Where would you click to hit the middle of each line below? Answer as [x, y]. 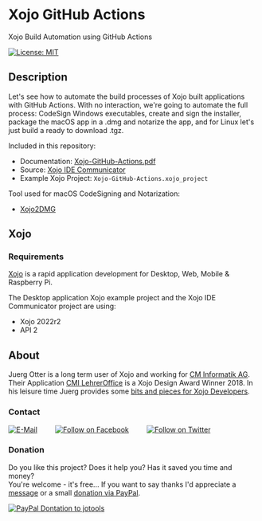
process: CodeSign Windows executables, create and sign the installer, [125, 113]
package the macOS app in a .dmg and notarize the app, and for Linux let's [131, 122]
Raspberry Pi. [31, 282]
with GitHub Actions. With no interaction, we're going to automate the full [128, 104]
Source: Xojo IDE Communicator [72, 170]
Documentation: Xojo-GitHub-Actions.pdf [88, 161]
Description [38, 77]
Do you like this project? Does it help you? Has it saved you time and [120, 467]
